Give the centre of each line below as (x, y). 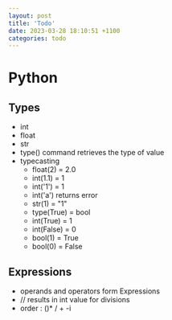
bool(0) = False (57, 247)
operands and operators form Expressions (90, 291)
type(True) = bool (61, 212)
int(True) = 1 (52, 221)
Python (33, 78)
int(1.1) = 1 (48, 178)
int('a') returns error (65, 195)
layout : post (30, 16)
